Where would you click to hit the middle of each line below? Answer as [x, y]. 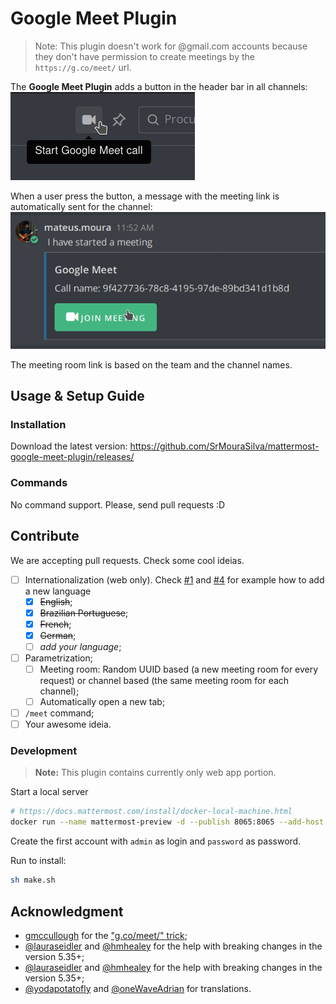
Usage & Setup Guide [77, 396]
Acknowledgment [67, 911]
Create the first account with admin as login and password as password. [156, 841]
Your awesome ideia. [68, 724]
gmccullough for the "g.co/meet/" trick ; [106, 935]
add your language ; [80, 646]
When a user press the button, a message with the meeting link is [145, 196]
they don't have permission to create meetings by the [144, 56]
